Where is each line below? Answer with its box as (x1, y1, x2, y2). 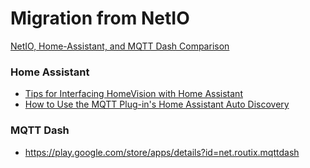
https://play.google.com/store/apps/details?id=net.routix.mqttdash (24, 146, 300, 158)
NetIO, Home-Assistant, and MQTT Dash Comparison (10, 40, 230, 52)
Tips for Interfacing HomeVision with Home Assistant (24, 88, 243, 100)
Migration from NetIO (10, 7, 190, 30)
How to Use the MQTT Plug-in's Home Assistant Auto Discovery (24, 98, 290, 111)
